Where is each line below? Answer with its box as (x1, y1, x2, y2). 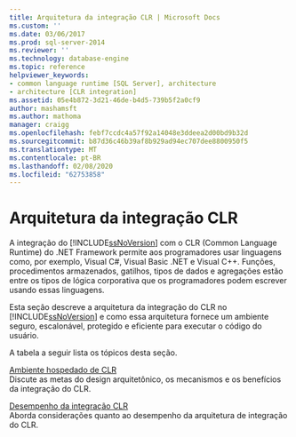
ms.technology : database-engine (9, 54, 129, 63)
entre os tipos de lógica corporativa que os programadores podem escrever (9, 275, 287, 286)
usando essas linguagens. (9, 285, 105, 296)
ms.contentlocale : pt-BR (9, 153, 101, 163)
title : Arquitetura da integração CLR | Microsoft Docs (9, 12, 220, 22)
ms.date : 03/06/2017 (9, 29, 86, 38)
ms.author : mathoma (9, 112, 82, 121)
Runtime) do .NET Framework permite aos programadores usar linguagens (9, 247, 282, 258)
